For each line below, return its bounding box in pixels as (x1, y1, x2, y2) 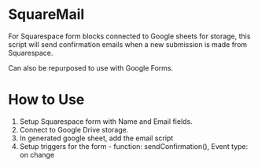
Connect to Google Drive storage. (19, 125, 129, 134)
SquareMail (8, 5, 85, 24)
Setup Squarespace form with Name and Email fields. (19, 116, 193, 126)
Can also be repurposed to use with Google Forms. (8, 63, 174, 72)
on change (19, 150, 55, 159)
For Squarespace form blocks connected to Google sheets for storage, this (8, 31, 251, 41)
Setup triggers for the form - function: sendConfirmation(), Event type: (19, 141, 249, 151)
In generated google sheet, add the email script (19, 133, 174, 143)
